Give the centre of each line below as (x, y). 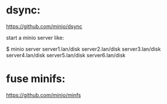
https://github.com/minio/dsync (44, 26)
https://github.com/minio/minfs (43, 95)
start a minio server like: (35, 37)
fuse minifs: (36, 79)
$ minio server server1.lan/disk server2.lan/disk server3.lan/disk (83, 49)
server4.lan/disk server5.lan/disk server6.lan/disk (66, 55)
